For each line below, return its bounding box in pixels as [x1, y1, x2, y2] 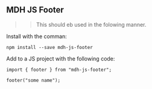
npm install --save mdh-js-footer [6, 44, 93, 50]
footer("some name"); [6, 77, 61, 84]
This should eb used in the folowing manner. [36, 21, 147, 28]
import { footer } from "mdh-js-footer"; [6, 67, 112, 73]
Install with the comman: [6, 33, 68, 40]
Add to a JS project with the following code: [6, 54, 115, 62]
